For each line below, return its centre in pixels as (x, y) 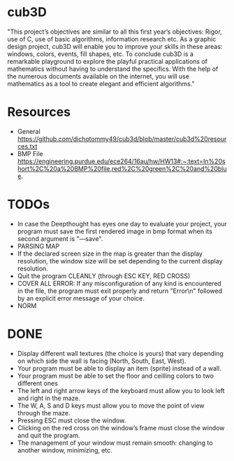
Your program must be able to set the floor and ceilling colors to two (116, 376)
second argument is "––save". (60, 238)
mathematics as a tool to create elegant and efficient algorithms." (101, 83)
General (29, 131)
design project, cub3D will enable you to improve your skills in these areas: (115, 46)
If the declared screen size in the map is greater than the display (110, 254)
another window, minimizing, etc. (65, 450)
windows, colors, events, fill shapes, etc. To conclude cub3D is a (101, 54)
